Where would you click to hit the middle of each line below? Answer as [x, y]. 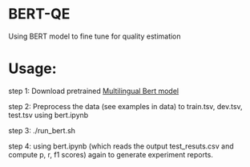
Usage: [33, 69]
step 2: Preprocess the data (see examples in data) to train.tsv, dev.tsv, [125, 106]
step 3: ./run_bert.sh [42, 130]
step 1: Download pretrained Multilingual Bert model [93, 91]
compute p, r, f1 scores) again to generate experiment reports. [111, 154]
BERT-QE [39, 14]
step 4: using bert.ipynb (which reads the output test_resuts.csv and [121, 146]
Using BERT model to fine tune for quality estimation [95, 36]
